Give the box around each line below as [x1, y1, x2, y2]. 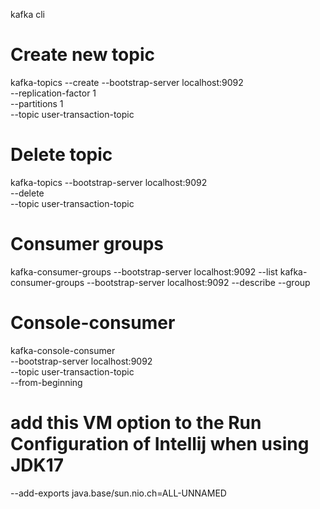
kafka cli [10, 9, 45, 20]
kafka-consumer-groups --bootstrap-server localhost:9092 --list [10, 265, 278, 278]
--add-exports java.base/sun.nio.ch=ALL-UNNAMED [10, 487, 227, 499]
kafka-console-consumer [10, 344, 116, 356]
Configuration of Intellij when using [10, 432, 310, 455]
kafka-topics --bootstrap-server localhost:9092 [10, 176, 208, 188]
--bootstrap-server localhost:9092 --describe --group [86, 276, 311, 288]
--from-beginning [10, 376, 83, 388]
